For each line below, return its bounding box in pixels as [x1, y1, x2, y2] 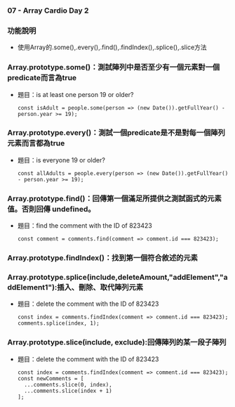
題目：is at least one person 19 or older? [17, 90, 134, 98]
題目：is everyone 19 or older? [17, 155, 105, 164]
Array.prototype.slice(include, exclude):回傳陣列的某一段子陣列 [7, 337, 227, 347]
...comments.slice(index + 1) [24, 387, 112, 394]
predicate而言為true [7, 73, 77, 83]
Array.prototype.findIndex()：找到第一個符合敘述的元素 [7, 253, 199, 263]
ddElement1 [7, 282, 48, 292]
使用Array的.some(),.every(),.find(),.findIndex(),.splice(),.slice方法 [17, 43, 207, 51]
